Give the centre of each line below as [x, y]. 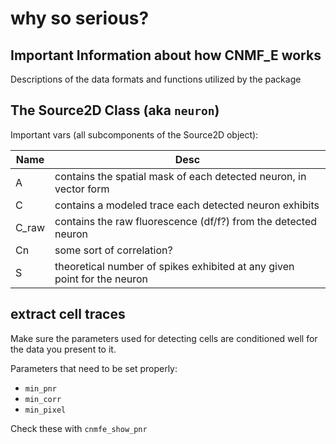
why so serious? [80, 18]
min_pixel [45, 410]
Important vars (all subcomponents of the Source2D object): [134, 134]
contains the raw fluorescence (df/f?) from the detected [186, 221]
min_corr [43, 399]
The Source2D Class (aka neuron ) [115, 110]
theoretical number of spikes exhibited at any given [174, 266]
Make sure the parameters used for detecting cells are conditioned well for [164, 338]
